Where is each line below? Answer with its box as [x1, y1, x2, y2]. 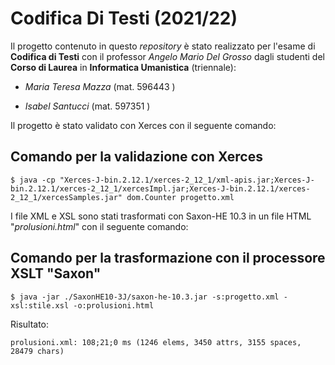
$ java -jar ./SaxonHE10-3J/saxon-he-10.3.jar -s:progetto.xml [10, 292, 280, 302]
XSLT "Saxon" [10, 265, 102, 282]
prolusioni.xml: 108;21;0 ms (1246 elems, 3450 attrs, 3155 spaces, [10, 337, 302, 347]
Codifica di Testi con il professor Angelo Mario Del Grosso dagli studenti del [10, 50, 325, 62]
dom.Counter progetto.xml [126, 192, 235, 202]
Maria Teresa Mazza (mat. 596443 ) [24, 80, 176, 92]
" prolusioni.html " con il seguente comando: [10, 220, 189, 232]
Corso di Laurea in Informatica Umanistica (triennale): [10, 61, 237, 73]
